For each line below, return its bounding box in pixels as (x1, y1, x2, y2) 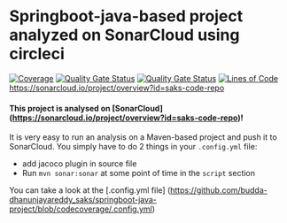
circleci (9, 44, 65, 64)
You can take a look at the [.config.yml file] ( (9, 185, 171, 196)
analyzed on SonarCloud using (9, 25, 240, 45)
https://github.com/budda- (169, 185, 268, 196)
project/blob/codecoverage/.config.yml (9, 204, 152, 214)
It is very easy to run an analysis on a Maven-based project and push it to (9, 132, 277, 142)
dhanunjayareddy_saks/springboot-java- (9, 195, 158, 205)
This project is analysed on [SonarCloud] (9, 103, 164, 113)
